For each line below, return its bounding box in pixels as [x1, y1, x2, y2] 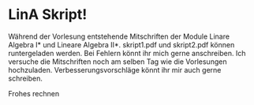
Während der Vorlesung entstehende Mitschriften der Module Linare [8, 32, 230, 41]
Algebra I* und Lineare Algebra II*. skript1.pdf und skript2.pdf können [8, 39, 235, 49]
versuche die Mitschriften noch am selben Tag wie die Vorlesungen [8, 57, 227, 66]
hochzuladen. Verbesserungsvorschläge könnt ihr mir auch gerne [8, 65, 222, 74]
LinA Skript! [8, 6, 88, 24]
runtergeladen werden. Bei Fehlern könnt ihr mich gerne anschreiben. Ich [8, 48, 246, 58]
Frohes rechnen [8, 88, 60, 98]
